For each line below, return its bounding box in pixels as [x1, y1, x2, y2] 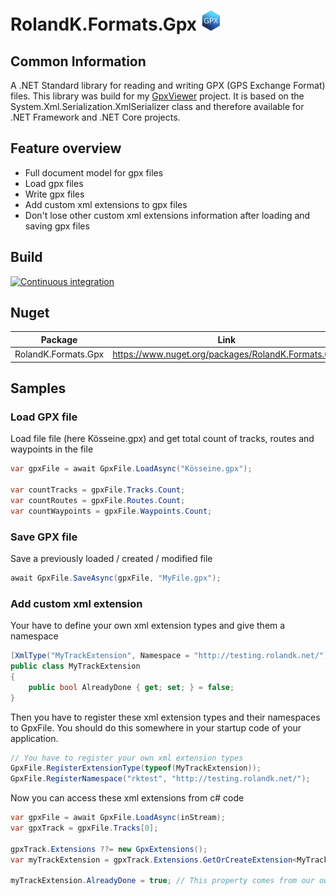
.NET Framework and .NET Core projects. [10, 111, 181, 123]
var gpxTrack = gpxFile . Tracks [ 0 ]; [10, 823, 159, 834]
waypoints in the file [10, 443, 94, 455]
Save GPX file [10, 530, 78, 544]
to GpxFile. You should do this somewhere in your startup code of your [10, 721, 302, 734]
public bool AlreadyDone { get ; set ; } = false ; [28, 682, 235, 692]
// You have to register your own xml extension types [10, 753, 244, 763]
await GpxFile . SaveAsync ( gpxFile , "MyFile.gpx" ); [10, 573, 222, 584]
